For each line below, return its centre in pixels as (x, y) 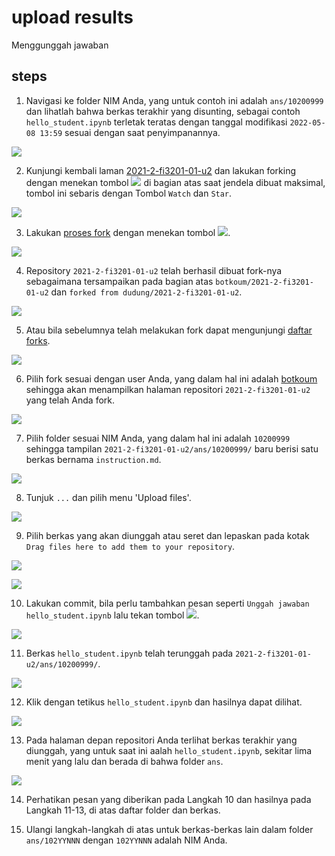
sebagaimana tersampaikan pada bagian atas (119, 281)
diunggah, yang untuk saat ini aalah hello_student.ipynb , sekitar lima (169, 750)
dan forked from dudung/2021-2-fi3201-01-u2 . (146, 292)
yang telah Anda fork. (70, 400)
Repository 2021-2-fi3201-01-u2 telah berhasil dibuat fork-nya (154, 270)
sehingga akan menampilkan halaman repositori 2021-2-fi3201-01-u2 (168, 389)
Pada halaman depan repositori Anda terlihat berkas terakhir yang (161, 740)
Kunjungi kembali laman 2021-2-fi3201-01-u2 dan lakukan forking (161, 170)
